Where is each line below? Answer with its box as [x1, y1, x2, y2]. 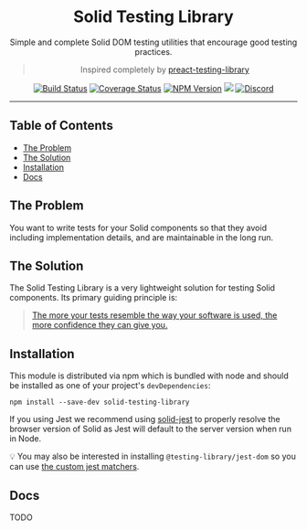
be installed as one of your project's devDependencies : [9, 380, 211, 391]
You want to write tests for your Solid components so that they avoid [9, 222, 268, 233]
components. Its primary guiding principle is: [9, 292, 178, 303]
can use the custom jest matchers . [9, 461, 140, 472]
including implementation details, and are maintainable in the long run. [9, 231, 274, 243]
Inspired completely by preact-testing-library [80, 64, 249, 75]
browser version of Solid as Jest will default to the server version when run [9, 423, 292, 435]
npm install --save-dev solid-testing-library [9, 397, 190, 408]
